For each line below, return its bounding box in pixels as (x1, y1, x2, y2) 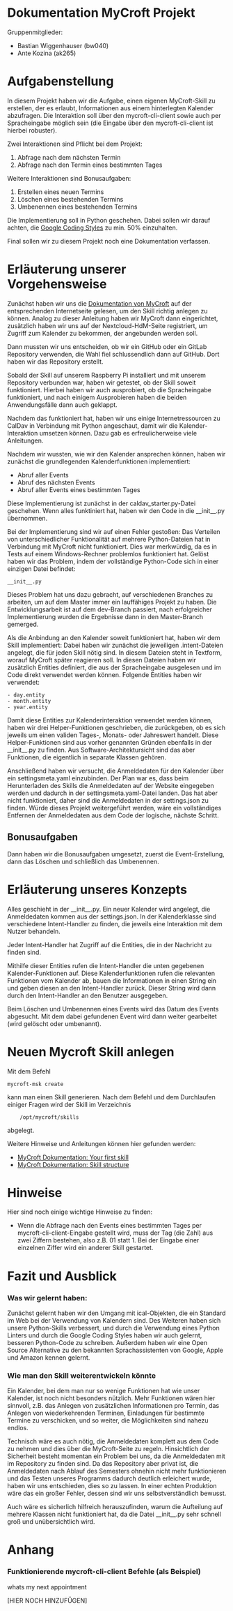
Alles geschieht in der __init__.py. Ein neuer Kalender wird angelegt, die (7, 905, 211, 913)
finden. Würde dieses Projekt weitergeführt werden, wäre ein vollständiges (7, 803, 222, 812)
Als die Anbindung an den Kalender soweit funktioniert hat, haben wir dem (7, 633, 220, 641)
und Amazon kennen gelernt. (7, 1353, 90, 1362)
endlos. (7, 1424, 29, 1432)
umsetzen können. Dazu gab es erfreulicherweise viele (39, 429, 197, 437)
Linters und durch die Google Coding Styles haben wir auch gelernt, (7, 1331, 202, 1339)
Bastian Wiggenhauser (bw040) (17, 41, 109, 50)
